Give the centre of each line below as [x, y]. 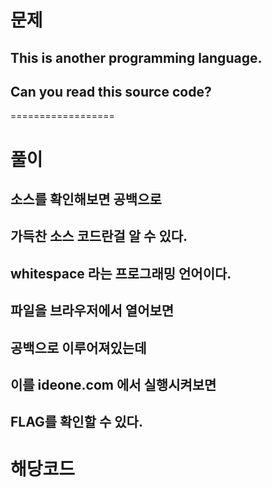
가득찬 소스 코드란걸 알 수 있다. [99, 236]
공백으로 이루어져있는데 [78, 347]
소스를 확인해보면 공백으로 [86, 199]
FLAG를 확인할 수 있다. [76, 422]
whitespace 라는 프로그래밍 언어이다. [121, 273]
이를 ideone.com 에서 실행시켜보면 [113, 384]
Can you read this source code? [111, 91]
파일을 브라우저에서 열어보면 [92, 311]
